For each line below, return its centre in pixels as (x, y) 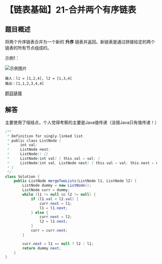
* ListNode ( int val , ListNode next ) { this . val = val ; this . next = (81, 163)
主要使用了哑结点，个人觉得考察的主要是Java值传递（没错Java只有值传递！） (82, 122)
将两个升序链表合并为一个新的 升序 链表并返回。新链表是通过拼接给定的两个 (80, 42)
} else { (40, 213)
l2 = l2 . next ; (54, 221)
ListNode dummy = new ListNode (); (57, 186)
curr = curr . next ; (49, 231)
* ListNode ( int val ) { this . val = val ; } (54, 159)
